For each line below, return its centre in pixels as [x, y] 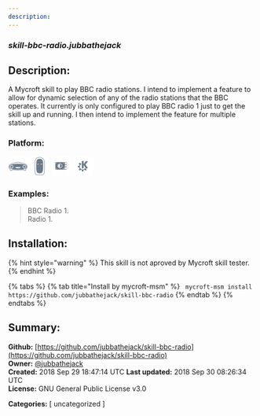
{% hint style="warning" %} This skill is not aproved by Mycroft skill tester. [129, 263]
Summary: [34, 328]
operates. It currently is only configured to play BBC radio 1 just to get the [127, 106]
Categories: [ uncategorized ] [57, 403]
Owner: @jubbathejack [46, 363]
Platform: [26, 143]
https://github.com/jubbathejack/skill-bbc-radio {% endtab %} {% [121, 294]
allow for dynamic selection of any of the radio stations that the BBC [119, 98]
